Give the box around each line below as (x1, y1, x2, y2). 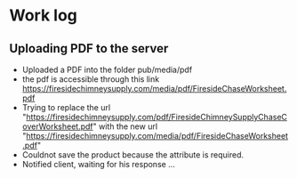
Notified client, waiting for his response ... (21, 159, 175, 169)
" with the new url (92, 121, 158, 132)
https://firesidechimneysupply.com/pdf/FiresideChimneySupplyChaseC (26, 112, 287, 122)
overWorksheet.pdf (21, 121, 93, 132)
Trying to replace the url (21, 102, 111, 112)
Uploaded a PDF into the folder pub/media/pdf (21, 64, 193, 75)
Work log (9, 5, 77, 26)
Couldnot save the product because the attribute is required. (21, 150, 245, 160)
